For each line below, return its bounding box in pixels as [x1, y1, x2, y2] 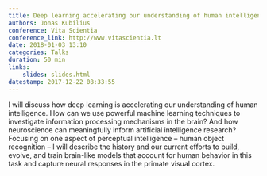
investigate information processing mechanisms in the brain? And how [8, 117, 238, 126]
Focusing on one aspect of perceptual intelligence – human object [8, 133, 225, 143]
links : [8, 63, 30, 71]
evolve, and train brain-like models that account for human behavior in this [8, 150, 252, 159]
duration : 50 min [8, 56, 66, 64]
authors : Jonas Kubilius [8, 19, 91, 27]
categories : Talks [8, 48, 69, 56]
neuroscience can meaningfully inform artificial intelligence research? [8, 124, 237, 135]
